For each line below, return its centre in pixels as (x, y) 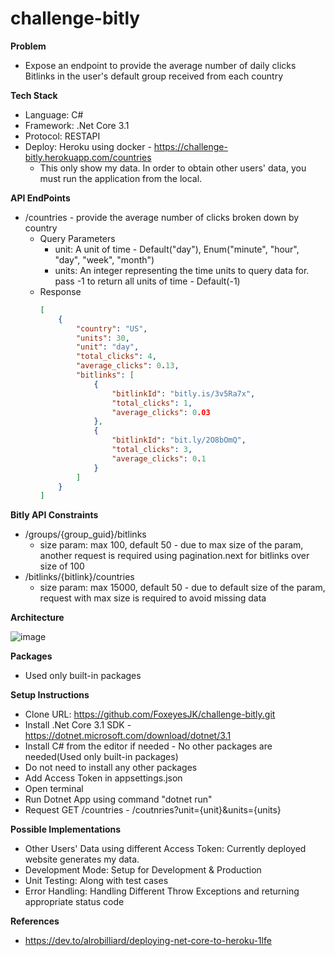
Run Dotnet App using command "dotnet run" (118, 799)
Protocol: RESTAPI (62, 136)
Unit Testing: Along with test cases (96, 881)
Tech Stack (34, 95)
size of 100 (62, 566)
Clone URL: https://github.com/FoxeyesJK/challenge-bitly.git (150, 714)
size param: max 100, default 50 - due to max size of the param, (171, 545)
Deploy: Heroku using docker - (88, 146)
